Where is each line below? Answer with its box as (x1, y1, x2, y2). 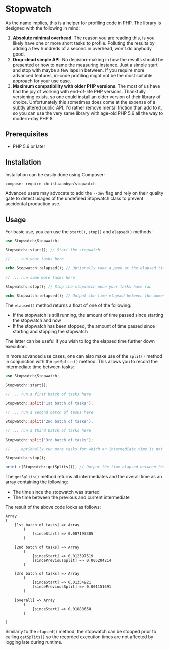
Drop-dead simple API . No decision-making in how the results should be (12, 56, 164, 62)
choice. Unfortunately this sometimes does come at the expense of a (12, 99, 156, 105)
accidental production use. (5, 200, 61, 207)
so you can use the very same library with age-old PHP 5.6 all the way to (12, 110, 163, 116)
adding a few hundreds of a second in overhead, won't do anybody (12, 45, 152, 51)
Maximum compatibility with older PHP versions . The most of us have (12, 83, 160, 89)
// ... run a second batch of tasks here (5, 410, 94, 415)
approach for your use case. (12, 78, 71, 84)
